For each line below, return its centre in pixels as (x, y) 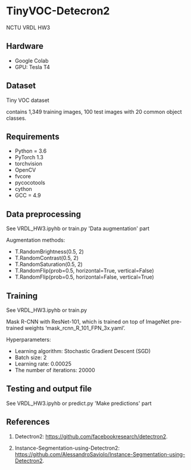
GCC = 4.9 (28, 196)
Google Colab (32, 60)
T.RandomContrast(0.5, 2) (47, 258)
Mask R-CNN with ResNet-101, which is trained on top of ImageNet (88, 321)
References (28, 422)
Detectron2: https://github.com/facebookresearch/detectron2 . (91, 436)
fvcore (23, 177)
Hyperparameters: (29, 339)
